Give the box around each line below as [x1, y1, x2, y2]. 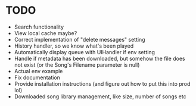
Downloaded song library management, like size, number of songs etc [14, 93, 186, 100]
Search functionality [14, 23, 64, 30]
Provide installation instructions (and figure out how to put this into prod [14, 80, 191, 87]
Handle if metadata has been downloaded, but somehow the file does [14, 55, 185, 62]
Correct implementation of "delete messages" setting [14, 36, 145, 43]
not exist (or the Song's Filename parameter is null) [14, 61, 140, 68]
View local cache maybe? [14, 29, 77, 36]
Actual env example [14, 67, 63, 74]
